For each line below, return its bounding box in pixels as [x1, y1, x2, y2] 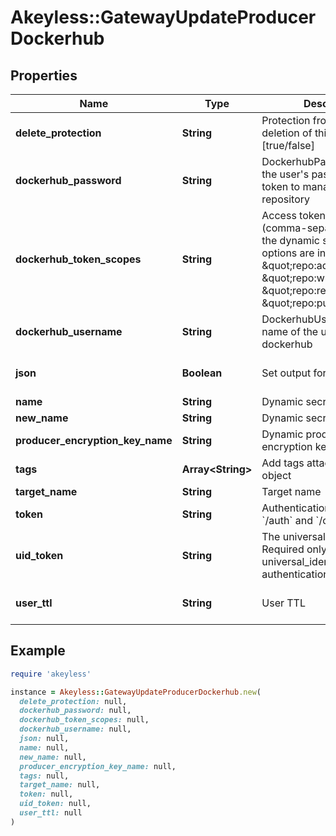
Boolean [181, 366, 223, 380]
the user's [261, 167, 310, 181]
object [261, 469, 292, 482]
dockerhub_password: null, [19, 706, 132, 716]
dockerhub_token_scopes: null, [19, 715, 150, 725]
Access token [261, 209, 326, 222]
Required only [261, 542, 327, 556]
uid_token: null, [19, 799, 92, 809]
